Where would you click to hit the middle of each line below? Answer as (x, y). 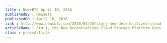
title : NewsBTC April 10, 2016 (39, 10)
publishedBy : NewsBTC (29, 14)
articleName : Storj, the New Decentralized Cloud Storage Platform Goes (83, 28)
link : (12, 23)
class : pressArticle (28, 33)
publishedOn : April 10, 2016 (37, 19)
